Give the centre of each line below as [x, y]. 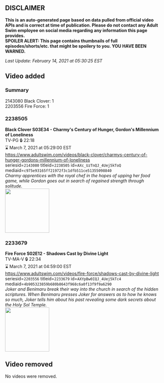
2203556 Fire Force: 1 [27, 106]
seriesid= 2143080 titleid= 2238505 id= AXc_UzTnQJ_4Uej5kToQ [63, 165]
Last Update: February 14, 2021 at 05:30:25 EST [54, 60]
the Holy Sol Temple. [26, 305]
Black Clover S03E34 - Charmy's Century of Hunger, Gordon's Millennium [82, 129]
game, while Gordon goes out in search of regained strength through [75, 181]
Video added [25, 76]
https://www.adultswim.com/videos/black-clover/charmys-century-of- [76, 155]
